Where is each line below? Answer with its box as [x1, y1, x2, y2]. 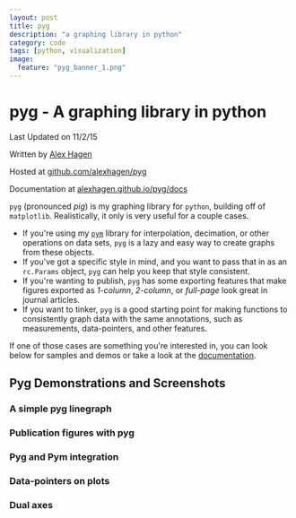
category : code [9, 38, 66, 47]
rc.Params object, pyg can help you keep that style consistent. [22, 265, 250, 276]
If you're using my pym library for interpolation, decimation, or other [22, 228, 270, 238]
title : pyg [9, 22, 50, 30]
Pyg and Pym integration [9, 450, 119, 462]
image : [9, 55, 34, 64]
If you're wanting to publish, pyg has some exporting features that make [22, 275, 287, 286]
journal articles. [22, 294, 81, 305]
